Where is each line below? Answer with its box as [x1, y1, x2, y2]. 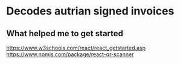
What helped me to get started [6, 28, 124, 39]
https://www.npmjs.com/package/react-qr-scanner [6, 51, 134, 58]
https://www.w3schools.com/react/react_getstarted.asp [6, 44, 146, 51]
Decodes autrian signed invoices [6, 4, 175, 18]
